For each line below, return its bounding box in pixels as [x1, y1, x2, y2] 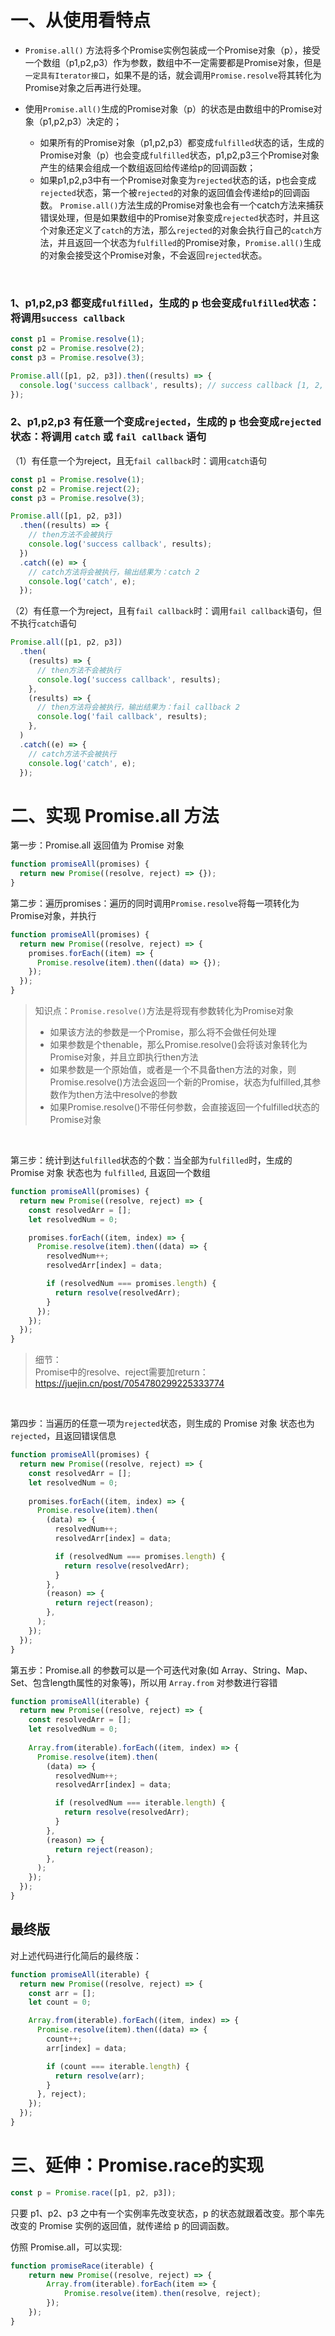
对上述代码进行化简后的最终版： [10, 1949, 142, 1961]
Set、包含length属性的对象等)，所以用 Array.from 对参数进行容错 [10, 1676, 278, 1688]
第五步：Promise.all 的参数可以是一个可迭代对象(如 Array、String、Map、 [10, 1664, 313, 1676]
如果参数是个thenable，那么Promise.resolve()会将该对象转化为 [49, 1039, 308, 1051]
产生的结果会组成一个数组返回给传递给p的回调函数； [39, 161, 257, 173]
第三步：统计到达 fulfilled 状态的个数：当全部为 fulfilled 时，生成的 [10, 1154, 293, 1166]
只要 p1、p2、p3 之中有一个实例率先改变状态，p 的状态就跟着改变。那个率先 [10, 2207, 325, 2219]
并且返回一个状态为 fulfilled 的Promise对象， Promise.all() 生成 [57, 236, 322, 248]
